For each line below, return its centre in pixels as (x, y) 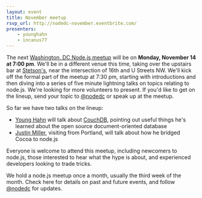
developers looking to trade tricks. (49, 164)
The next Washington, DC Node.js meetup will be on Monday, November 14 (101, 57)
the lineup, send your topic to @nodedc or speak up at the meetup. (90, 96)
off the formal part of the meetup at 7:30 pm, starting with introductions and (101, 77)
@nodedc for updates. (34, 188)
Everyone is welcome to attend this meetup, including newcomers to (92, 151)
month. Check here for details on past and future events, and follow (91, 182)
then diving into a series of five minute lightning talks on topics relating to (98, 83)
